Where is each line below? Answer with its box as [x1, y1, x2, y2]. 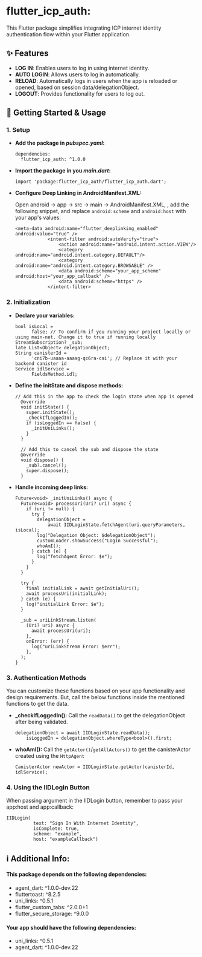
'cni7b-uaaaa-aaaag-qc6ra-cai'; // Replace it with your [31, 355, 178, 361]
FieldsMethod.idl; [31, 371, 78, 377]
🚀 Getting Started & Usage [6, 108, 107, 118]
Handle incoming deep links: [14, 483, 89, 491]
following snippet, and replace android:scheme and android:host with [14, 208, 186, 215]
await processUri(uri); [31, 628, 92, 634]
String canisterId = [14, 350, 67, 356]
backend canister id [14, 360, 67, 367]
